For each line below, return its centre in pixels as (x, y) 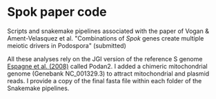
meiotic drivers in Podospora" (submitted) (67, 45)
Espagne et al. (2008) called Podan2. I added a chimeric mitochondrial (108, 66)
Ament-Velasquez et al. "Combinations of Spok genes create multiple (106, 38)
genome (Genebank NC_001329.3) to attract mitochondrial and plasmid (108, 74)
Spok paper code (57, 12)
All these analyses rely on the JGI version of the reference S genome (105, 58)
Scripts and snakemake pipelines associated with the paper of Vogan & (108, 31)
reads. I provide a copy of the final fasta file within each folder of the (105, 80)
